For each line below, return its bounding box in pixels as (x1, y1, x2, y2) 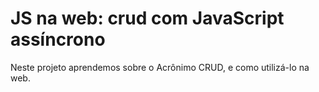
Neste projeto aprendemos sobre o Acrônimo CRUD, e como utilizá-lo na (10, 61, 310, 73)
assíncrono (10, 28, 106, 51)
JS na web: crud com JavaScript (10, 7, 285, 30)
